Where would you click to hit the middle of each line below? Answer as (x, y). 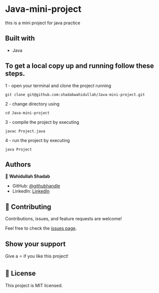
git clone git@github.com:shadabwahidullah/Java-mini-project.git (75, 95)
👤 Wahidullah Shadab (28, 176)
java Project (19, 149)
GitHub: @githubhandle (36, 186)
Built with (20, 38)
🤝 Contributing (28, 207)
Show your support (35, 244)
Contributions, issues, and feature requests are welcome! (64, 219)
